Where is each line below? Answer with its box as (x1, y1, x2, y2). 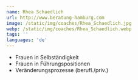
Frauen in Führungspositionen (15, 60, 90, 67)
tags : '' (6, 32, 29, 38)
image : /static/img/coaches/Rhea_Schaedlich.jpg (6, 20, 132, 26)
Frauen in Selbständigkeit (15, 54, 79, 61)
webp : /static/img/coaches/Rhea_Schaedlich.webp (6, 25, 132, 32)
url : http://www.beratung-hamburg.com (6, 15, 105, 21)
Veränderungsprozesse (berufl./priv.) (15, 67, 109, 73)
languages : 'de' (6, 37, 47, 43)
